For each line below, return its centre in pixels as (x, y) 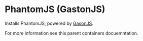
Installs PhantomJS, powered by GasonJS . (49, 23)
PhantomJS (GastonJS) (55, 9)
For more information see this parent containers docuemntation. (71, 33)
